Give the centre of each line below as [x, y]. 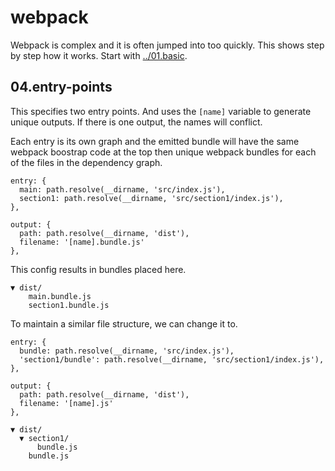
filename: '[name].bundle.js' [82, 242]
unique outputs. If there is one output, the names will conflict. [136, 122]
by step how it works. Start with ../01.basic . [99, 55]
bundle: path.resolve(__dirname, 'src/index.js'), [127, 351]
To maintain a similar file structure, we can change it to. [124, 323]
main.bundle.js [60, 296]
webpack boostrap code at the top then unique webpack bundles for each [163, 152]
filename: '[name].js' [66, 403]
